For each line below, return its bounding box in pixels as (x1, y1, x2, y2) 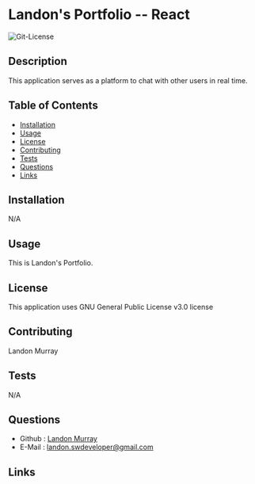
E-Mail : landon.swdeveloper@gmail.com (19, 442, 154, 452)
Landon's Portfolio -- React (8, 6, 190, 24)
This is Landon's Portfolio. (8, 258, 93, 268)
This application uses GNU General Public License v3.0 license (8, 303, 214, 311)
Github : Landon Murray (19, 434, 97, 444)
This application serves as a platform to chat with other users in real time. (8, 75, 248, 85)
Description (8, 55, 67, 68)
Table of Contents (8, 99, 99, 112)
